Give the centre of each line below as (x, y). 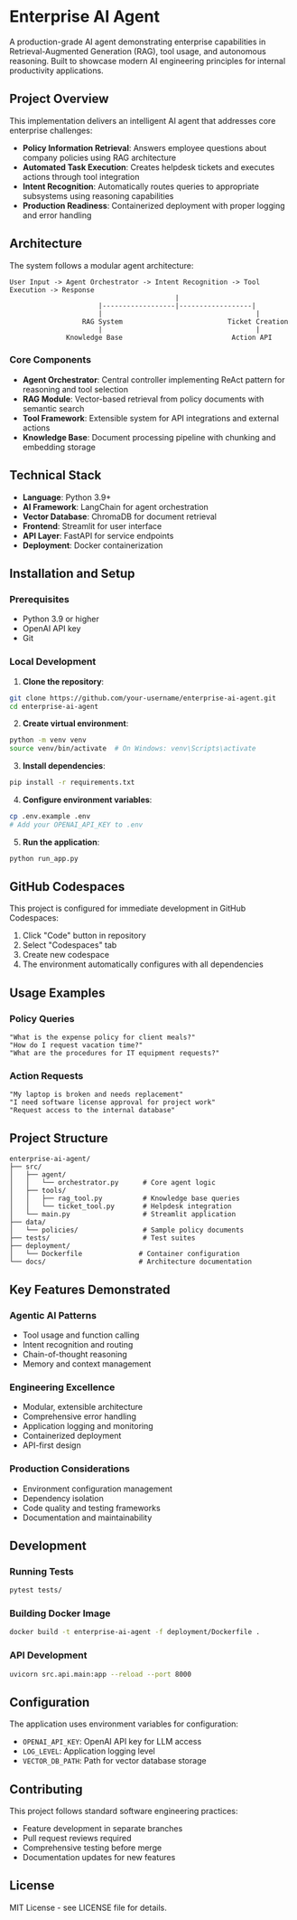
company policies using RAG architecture (99, 157)
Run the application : (61, 842)
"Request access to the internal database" (93, 1111)
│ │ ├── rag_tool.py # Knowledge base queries (125, 1199)
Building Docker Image (60, 1613)
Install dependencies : (64, 766)
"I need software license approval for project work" (113, 1102)
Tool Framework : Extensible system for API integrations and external (151, 418)
